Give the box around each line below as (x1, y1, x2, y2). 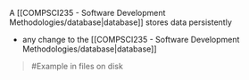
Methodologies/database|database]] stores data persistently (9, 17, 232, 28)
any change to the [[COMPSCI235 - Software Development (21, 35, 240, 44)
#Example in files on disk (30, 61, 123, 71)
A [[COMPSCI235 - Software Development (9, 8, 166, 18)
